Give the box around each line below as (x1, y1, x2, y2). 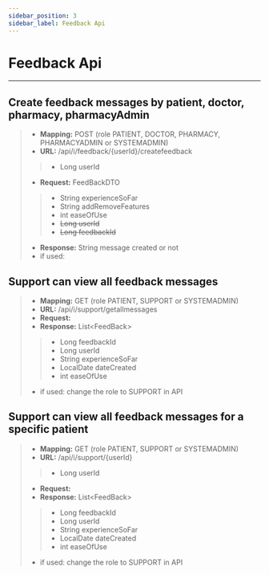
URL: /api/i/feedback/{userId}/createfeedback (39, 146, 193, 157)
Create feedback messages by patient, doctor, (8, 96, 245, 109)
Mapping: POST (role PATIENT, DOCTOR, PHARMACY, (39, 129, 221, 139)
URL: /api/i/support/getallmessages (39, 304, 158, 314)
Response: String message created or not (39, 243, 179, 253)
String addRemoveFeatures (59, 202, 150, 211)
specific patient (8, 422, 89, 436)
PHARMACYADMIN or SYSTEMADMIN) (39, 138, 169, 148)
